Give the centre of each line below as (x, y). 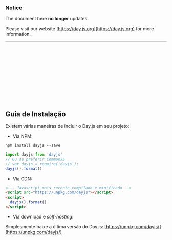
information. (18, 34)
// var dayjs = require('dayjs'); (42, 164)
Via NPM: (23, 136)
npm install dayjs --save (33, 146)
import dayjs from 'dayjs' (34, 155)
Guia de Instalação (36, 114)
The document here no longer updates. (47, 19)
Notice (14, 8)
